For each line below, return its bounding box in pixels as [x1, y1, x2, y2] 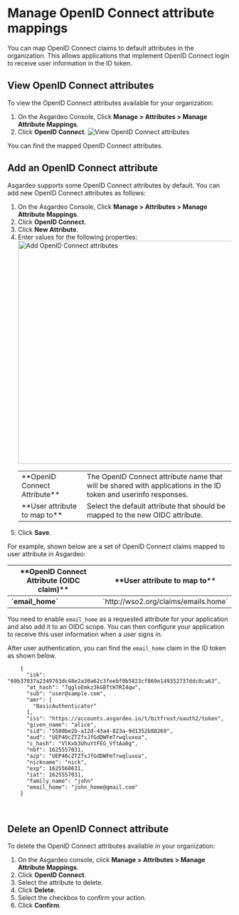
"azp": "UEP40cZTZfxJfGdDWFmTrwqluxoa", [26, 752, 148, 760]
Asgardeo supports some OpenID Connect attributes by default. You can [7, 180, 221, 190]
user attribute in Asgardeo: [7, 549, 86, 558]
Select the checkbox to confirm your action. [17, 894, 147, 902]
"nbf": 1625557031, [26, 746, 84, 753]
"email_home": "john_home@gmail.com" [26, 783, 139, 791]
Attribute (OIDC [26, 576, 80, 586]
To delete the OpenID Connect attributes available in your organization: [7, 842, 216, 850]
